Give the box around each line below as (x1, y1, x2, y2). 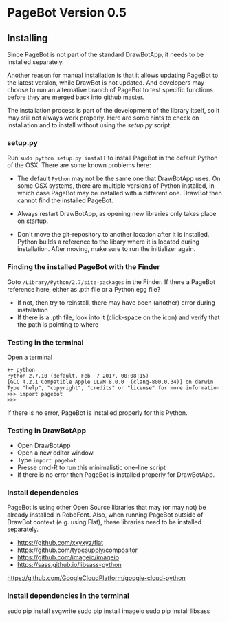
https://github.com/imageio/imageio (17, 553, 119, 561)
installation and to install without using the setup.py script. (7, 121, 172, 129)
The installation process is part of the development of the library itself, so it (7, 107, 220, 114)
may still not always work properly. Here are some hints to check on (7, 114, 199, 122)
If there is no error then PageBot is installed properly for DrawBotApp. (17, 471, 215, 479)
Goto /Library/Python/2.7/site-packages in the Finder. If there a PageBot (7, 277, 215, 286)
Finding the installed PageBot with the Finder (7, 262, 160, 272)
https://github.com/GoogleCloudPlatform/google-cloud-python (7, 574, 186, 582)
